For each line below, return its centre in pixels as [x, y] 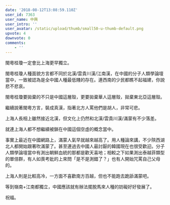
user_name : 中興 [22, 19]
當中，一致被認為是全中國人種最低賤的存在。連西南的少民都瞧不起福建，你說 [85, 79]
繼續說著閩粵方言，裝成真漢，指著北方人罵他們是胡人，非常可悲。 [74, 107]
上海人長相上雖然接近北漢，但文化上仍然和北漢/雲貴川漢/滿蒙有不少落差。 [82, 118]
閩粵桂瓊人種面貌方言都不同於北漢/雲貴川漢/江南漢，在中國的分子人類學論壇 [84, 73]
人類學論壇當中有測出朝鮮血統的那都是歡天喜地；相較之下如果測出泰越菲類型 [85, 152]
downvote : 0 [18, 38]
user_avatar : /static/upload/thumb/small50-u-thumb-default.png [74, 29]
